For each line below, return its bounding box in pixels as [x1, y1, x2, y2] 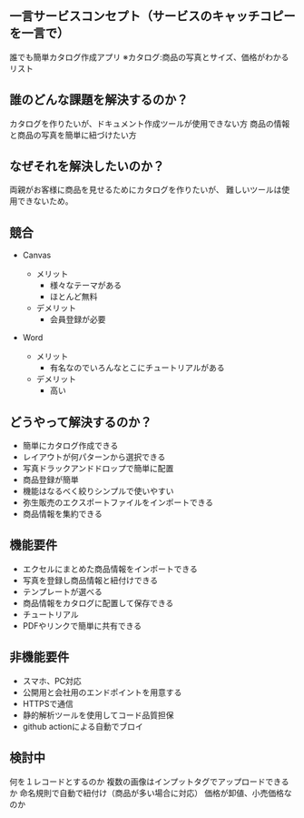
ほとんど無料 [49, 291, 98, 302]
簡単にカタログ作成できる [22, 440, 119, 451]
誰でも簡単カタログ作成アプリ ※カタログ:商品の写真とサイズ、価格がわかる [9, 51, 289, 62]
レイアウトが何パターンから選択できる [22, 451, 166, 462]
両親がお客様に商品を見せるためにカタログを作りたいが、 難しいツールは [9, 185, 282, 196]
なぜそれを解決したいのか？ [9, 158, 165, 175]
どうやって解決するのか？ [9, 414, 152, 429]
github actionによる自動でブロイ [22, 721, 143, 732]
